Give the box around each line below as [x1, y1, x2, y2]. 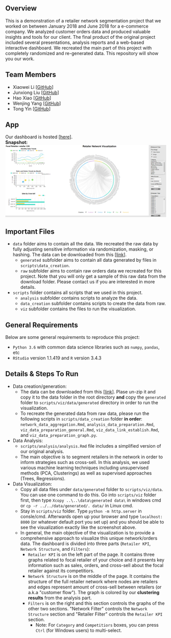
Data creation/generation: [12, 383, 67, 389]
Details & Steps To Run [5, 370, 79, 378]
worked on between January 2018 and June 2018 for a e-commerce [5, 23, 149, 29]
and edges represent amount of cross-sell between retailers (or [28, 584, 162, 590]
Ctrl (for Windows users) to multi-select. [35, 627, 122, 633]
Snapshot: [5, 139, 28, 145]
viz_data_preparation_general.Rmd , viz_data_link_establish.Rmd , [20, 426, 160, 433]
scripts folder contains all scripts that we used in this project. [12, 289, 143, 296]
